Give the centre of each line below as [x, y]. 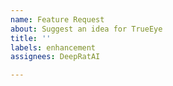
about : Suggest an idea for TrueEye [86, 29]
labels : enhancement [53, 47]
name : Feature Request [57, 19]
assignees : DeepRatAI [55, 57]
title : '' [31, 38]
